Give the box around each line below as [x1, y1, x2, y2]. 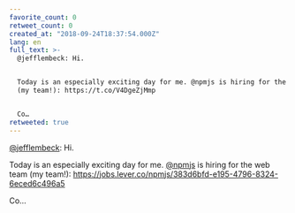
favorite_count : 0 [9, 12, 77, 22]
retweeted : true [9, 118, 69, 126]
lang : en [9, 37, 42, 47]
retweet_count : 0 [9, 21, 73, 30]
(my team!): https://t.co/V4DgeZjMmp [17, 86, 156, 95]
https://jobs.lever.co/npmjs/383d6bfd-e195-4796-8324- [72, 169, 279, 179]
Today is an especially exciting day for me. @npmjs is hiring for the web [9, 159, 271, 170]
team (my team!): [9, 169, 72, 179]
